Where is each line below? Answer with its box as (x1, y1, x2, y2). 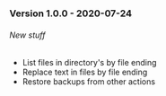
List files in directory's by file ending (22, 57, 157, 68)
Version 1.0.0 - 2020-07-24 (9, 7, 133, 20)
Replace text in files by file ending (22, 66, 148, 78)
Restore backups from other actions (22, 76, 155, 87)
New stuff (9, 30, 46, 40)
